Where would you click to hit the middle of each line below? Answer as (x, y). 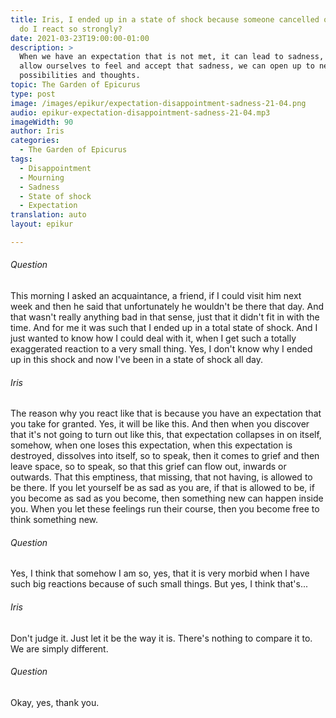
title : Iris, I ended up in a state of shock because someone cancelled (165, 19)
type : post (33, 94)
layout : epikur (42, 224)
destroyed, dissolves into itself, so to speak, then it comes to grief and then (165, 456)
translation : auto (48, 215)
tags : (21, 159)
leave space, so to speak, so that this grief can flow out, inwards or (148, 467)
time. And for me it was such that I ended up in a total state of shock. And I (164, 328)
